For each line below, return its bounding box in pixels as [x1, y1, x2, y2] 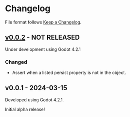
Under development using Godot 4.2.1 [5, 46, 81, 52]
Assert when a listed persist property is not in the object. [12, 70, 126, 76]
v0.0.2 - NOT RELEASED [5, 33, 80, 42]
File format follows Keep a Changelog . [5, 19, 82, 25]
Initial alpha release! [5, 106, 45, 112]
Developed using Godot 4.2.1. [5, 96, 64, 103]
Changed [5, 58, 28, 65]
